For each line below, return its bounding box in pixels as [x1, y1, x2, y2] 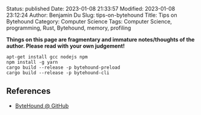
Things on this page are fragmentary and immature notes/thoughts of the [6, 36, 195, 43]
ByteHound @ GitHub [15, 102, 69, 109]
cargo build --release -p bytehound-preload [6, 64, 120, 70]
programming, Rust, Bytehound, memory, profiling [6, 24, 131, 31]
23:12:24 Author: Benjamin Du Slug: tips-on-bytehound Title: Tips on [6, 11, 177, 19]
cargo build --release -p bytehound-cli [6, 70, 110, 76]
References [6, 86, 51, 96]
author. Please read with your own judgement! [6, 42, 125, 49]
